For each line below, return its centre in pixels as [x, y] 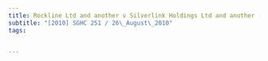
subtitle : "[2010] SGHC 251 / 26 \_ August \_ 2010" [91, 23]
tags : [17, 30]
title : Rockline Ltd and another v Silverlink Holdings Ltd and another [132, 15]
